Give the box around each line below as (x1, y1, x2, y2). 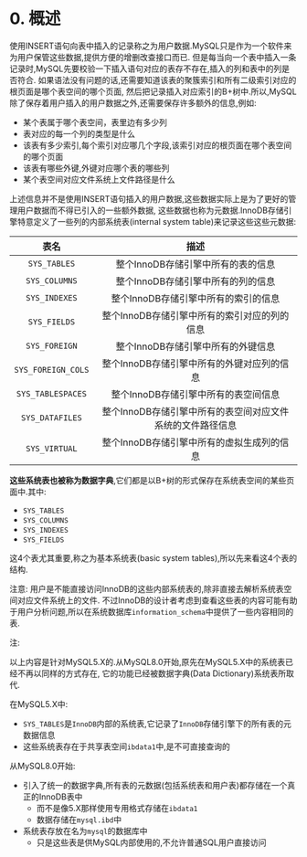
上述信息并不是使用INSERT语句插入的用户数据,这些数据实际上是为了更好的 (9, 193, 289, 204)
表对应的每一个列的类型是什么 (22, 128, 135, 139)
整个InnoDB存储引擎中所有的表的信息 (115, 258, 276, 270)
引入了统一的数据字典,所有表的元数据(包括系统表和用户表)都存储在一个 (22, 779, 288, 790)
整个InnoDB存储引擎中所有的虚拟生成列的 (101, 436, 281, 449)
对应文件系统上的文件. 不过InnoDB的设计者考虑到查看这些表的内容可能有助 (16, 595, 298, 606)
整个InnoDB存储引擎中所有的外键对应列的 (101, 357, 281, 370)
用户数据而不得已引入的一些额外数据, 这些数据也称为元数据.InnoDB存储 (16, 205, 284, 216)
